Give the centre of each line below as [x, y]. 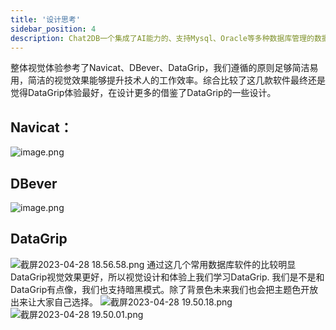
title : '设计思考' [46, 19]
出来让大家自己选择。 [54, 302]
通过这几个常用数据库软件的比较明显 [221, 264]
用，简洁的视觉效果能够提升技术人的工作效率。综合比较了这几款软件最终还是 [168, 80]
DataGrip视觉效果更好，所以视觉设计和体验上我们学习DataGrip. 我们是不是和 [167, 277]
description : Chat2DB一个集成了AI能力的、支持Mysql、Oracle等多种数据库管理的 [162, 38]
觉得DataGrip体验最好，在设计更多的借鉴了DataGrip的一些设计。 [143, 93]
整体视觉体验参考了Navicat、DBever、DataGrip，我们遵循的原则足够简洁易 [164, 68]
